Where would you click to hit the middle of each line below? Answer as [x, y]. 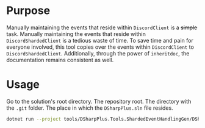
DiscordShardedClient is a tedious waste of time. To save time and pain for [100, 40]
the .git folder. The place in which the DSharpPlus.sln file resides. [90, 108]
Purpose [28, 11]
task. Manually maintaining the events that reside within [76, 34]
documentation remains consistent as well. [60, 60]
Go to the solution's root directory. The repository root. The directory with [99, 101]
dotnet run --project [34, 119]
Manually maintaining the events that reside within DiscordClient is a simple [102, 27]
